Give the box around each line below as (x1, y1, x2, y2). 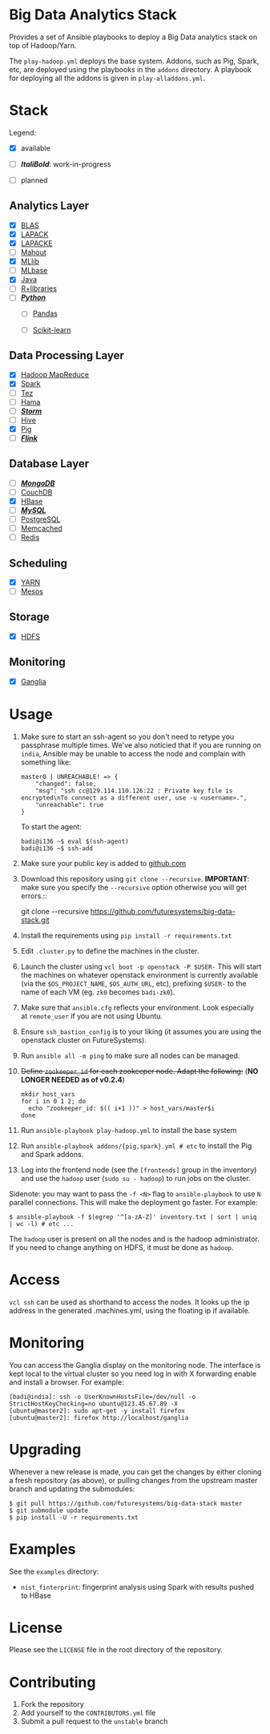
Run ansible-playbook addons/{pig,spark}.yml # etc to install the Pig (20, 1140, 252, 1151)
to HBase (20, 1591, 51, 1600)
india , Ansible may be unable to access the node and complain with (20, 748, 246, 758)
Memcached (20, 523, 62, 533)
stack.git (20, 915, 50, 925)
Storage (9, 611, 50, 624)
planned (20, 175, 48, 185)
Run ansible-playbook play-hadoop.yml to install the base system (20, 1125, 237, 1135)
